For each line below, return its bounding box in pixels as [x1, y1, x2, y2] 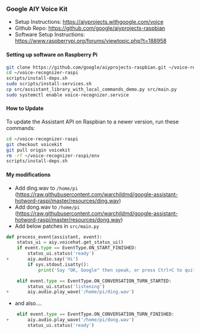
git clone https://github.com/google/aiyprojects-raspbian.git [6, 64, 167, 70]
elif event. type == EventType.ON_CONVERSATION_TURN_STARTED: [17, 278, 171, 284]
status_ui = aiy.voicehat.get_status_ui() [17, 239, 124, 246]
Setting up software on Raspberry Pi [6, 51, 98, 58]
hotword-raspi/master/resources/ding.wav [14, 197, 120, 204]
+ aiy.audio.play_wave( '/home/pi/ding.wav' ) [6, 289, 135, 295]
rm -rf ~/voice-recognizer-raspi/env [6, 153, 100, 159]
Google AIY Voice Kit [6, 5, 68, 13]
